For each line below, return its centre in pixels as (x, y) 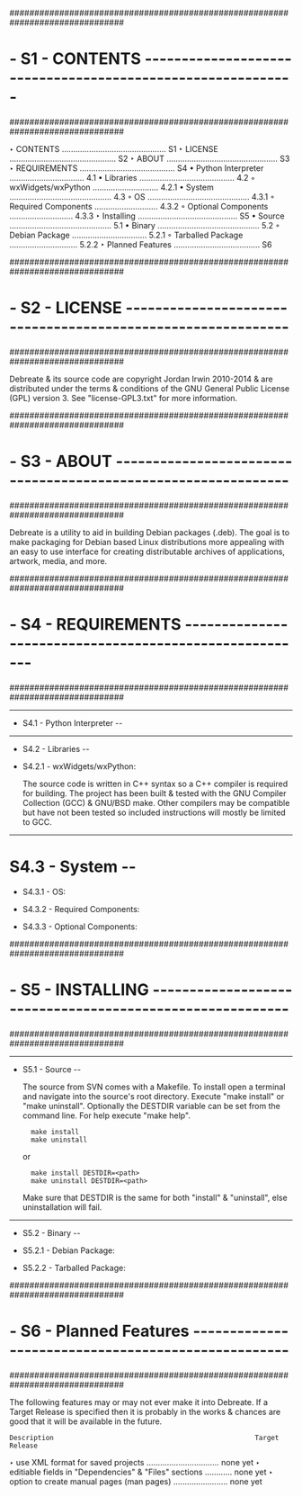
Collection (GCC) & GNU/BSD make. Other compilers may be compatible (156, 802)
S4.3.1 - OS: (44, 891)
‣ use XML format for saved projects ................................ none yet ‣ (135, 1462)
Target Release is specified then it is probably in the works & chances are (145, 1411)
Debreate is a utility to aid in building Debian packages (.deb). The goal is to (150, 532)
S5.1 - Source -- (52, 1069)
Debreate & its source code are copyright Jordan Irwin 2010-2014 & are (141, 379)
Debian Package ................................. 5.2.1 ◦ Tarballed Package (126, 235)
